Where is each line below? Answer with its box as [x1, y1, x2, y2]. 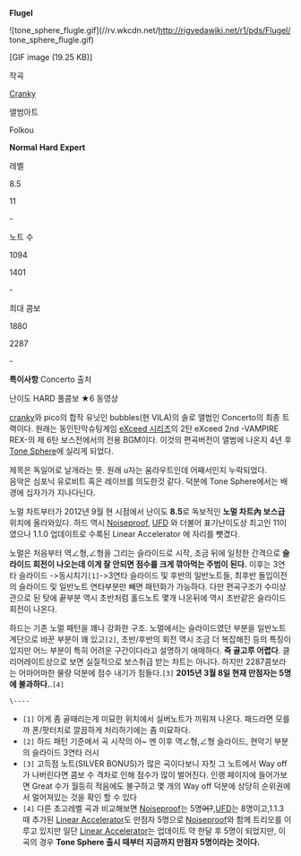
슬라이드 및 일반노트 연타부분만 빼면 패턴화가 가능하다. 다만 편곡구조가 [18, 582, 262, 592]
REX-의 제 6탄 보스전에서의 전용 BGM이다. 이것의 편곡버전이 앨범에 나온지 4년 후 [9, 435, 292, 445]
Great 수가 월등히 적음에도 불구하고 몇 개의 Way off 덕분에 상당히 [31, 781, 260, 791]
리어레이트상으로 [9, 656, 68, 667]
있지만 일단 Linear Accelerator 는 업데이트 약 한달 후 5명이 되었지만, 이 [39, 826, 287, 836]
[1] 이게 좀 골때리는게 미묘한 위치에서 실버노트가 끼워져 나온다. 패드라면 [21, 713, 274, 724]
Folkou [9, 125, 34, 135]
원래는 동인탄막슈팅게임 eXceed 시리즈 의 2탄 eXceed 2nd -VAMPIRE [35, 423, 279, 434]
